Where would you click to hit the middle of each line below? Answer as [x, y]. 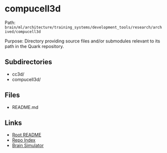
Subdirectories [28, 62]
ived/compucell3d [23, 31]
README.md [25, 107]
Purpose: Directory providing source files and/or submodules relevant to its [82, 41]
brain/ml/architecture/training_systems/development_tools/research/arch [83, 27]
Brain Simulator [28, 145]
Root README [27, 135]
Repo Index [24, 140]
